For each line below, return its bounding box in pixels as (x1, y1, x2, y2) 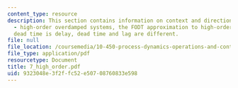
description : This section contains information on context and (7, 17, 201, 24)
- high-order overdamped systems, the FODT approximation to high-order (13, 23, 233, 31)
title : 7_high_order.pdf (7, 63, 81, 70)
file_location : (7, 43, 52, 50)
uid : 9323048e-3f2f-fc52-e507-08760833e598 (7, 70, 138, 77)
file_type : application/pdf (7, 50, 91, 57)
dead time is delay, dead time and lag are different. (13, 30, 179, 38)
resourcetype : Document (7, 57, 78, 64)
